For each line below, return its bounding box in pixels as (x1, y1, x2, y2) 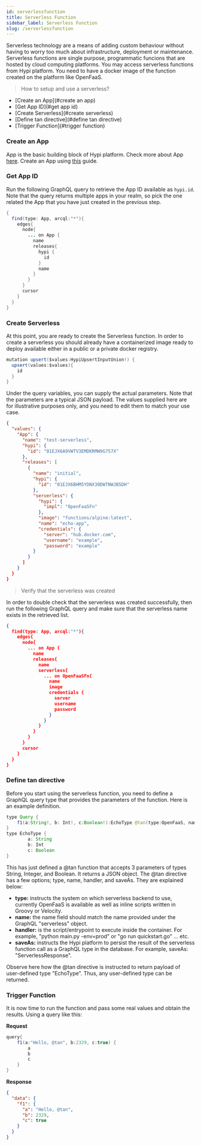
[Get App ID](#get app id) (14, 103, 78, 111)
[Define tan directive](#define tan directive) (14, 116, 122, 123)
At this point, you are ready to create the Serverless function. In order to (6, 332, 184, 339)
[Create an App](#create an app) (14, 97, 96, 104)
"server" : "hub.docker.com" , (44, 531, 117, 537)
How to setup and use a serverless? (20, 85, 109, 93)
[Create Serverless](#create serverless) (14, 110, 114, 117)
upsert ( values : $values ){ (11, 362, 74, 368)
